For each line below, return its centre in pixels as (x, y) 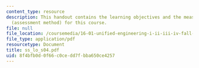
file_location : (25, 34)
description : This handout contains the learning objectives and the (94, 17)
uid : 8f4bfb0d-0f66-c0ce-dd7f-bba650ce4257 (61, 56)
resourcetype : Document (36, 45)
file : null (20, 28)
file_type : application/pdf (41, 39)
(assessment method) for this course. (60, 22)
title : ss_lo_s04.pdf (33, 50)
